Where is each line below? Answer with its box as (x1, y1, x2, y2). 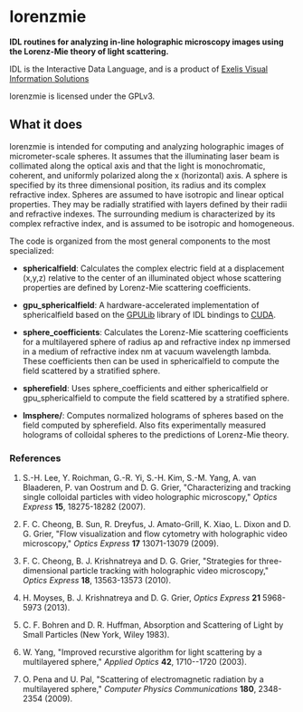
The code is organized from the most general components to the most (9, 236, 271, 246)
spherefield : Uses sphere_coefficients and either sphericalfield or (22, 382, 269, 393)
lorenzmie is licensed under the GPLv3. (9, 91, 156, 101)
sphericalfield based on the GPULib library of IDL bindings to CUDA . (22, 309, 276, 320)
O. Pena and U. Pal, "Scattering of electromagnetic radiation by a (22, 674, 264, 685)
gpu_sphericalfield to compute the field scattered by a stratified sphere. (22, 392, 289, 403)
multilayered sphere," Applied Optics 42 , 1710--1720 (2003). (22, 657, 247, 668)
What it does (9, 117, 83, 132)
